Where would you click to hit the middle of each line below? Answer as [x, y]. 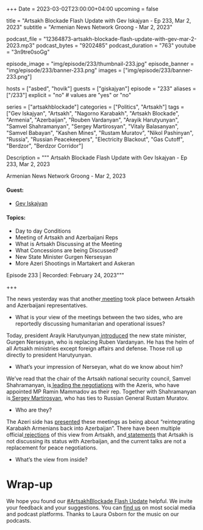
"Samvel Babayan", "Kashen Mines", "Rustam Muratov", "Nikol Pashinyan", [100, 133]
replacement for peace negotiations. [52, 448]
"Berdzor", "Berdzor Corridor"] [45, 146]
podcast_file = [24, 39]
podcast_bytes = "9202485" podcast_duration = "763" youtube [116, 45]
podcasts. [19, 521]
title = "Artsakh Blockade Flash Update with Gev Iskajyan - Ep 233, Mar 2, [99, 20]
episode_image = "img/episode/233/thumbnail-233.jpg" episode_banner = [100, 64]
